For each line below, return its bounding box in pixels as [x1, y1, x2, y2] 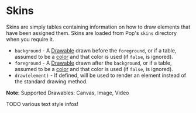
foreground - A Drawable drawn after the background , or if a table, [14, 59, 172, 66]
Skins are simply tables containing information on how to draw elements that [6, 23, 191, 30]
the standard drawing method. [14, 77, 88, 85]
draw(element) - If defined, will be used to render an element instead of [14, 72, 186, 79]
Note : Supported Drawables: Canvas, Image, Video [6, 89, 129, 96]
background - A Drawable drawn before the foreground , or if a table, [14, 47, 177, 54]
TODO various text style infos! [6, 100, 79, 107]
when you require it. [6, 36, 54, 43]
